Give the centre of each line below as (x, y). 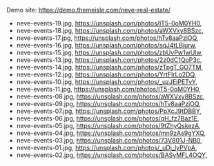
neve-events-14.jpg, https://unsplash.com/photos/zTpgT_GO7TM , (110, 67)
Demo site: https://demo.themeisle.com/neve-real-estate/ (88, 10)
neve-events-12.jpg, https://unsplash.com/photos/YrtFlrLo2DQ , (106, 74)
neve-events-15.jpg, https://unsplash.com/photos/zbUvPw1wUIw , (109, 52)
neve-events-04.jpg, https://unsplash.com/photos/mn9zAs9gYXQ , (111, 133)
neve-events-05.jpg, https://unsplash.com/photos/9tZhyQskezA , (108, 126)
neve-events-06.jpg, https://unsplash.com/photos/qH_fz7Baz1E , (108, 118)
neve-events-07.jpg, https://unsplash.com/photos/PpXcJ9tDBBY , (109, 111)
